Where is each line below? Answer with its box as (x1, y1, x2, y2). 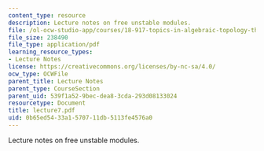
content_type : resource (8, 11, 86, 20)
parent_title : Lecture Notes (8, 77, 104, 85)
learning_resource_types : (8, 48, 93, 56)
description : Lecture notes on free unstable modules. (8, 19, 192, 27)
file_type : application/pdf (8, 41, 101, 49)
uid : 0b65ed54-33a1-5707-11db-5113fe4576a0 (8, 114, 153, 122)
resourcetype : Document (8, 99, 86, 107)
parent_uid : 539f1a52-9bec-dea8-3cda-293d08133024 (8, 92, 178, 100)
